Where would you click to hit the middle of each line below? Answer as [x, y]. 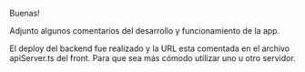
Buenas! [25, 13]
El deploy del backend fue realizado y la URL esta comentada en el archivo [150, 48]
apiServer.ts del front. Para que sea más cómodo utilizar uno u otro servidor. [152, 58]
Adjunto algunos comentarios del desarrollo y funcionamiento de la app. [145, 31]
